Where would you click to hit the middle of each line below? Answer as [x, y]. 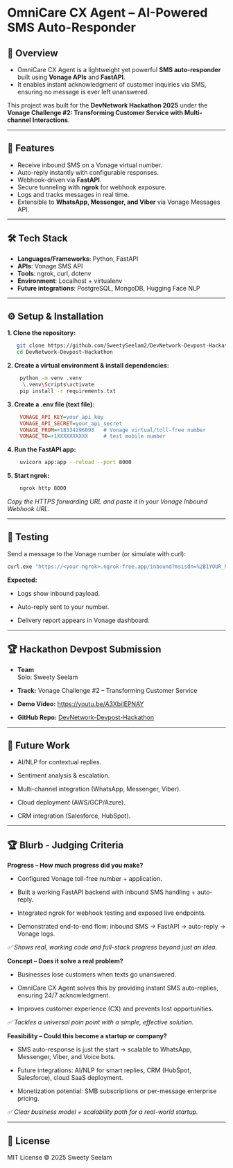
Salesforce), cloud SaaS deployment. [70, 1078]
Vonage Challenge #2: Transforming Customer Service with [95, 113]
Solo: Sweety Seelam [48, 677]
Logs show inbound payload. [59, 593]
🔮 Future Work [39, 745]
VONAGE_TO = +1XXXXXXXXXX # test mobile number [93, 436]
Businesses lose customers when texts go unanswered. [97, 974]
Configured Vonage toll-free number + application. [89, 879]
